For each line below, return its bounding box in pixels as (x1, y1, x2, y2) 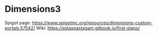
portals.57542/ (4, 25, 35, 31)
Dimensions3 (4, 3, 61, 15)
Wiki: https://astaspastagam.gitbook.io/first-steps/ (36, 25, 140, 31)
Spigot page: (4, 20, 31, 26)
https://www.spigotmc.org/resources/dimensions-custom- (31, 20, 153, 26)
